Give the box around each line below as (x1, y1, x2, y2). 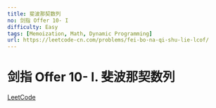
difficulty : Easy (7, 23, 58, 30)
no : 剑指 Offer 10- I (7, 17, 69, 24)
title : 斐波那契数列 (7, 10, 61, 18)
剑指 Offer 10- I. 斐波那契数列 (7, 69, 176, 85)
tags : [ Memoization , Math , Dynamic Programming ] (7, 30, 153, 37)
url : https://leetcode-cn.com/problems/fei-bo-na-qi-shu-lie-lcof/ (7, 37, 210, 44)
